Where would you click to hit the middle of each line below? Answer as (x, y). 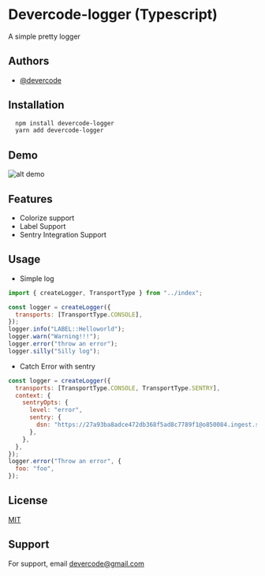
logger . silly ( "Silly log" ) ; (54, 351)
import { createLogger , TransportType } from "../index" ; (105, 293)
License (28, 501)
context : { (33, 395)
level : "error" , (56, 410)
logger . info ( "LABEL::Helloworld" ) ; (67, 329)
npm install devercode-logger (65, 123)
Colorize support (47, 218)
